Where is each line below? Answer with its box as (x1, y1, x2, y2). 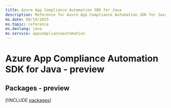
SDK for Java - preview (5, 64, 105, 75)
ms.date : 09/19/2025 (5, 17, 49, 22)
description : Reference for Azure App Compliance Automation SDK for (5, 12, 156, 17)
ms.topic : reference (5, 21, 49, 27)
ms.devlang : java (5, 26, 42, 31)
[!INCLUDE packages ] (5, 97, 51, 103)
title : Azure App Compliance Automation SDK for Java (5, 7, 122, 13)
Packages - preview (5, 84, 70, 92)
